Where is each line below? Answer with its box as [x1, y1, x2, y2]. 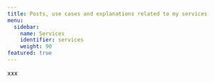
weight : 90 [20, 43, 52, 50]
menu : [7, 17, 23, 24]
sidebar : [13, 23, 40, 30]
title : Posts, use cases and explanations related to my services [7, 10, 208, 18]
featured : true [7, 50, 52, 57]
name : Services [20, 30, 65, 37]
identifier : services [20, 37, 84, 44]
